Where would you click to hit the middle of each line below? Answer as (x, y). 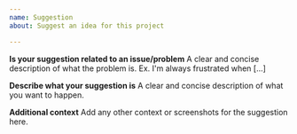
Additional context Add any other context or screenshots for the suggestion (148, 112)
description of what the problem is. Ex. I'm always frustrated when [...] (137, 68)
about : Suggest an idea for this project (87, 26)
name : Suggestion (41, 17)
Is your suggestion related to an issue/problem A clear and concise (134, 59)
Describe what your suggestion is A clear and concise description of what (146, 85)
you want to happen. (47, 95)
